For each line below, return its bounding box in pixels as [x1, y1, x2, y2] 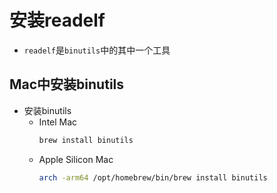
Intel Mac [38, 116, 78, 128]
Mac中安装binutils [9, 76, 125, 93]
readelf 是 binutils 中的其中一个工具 [23, 44, 171, 56]
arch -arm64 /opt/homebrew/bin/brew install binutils [38, 172, 268, 183]
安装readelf [9, 9, 106, 32]
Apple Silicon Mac [38, 153, 114, 165]
